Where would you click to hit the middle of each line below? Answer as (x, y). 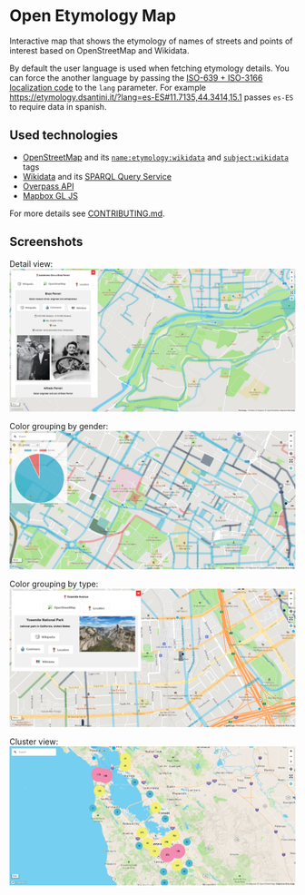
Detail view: (31, 263)
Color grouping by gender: (59, 426)
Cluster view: (34, 742)
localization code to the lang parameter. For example (108, 87)
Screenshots (46, 242)
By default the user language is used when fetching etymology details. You (150, 68)
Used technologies (64, 136)
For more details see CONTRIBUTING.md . (87, 213)
